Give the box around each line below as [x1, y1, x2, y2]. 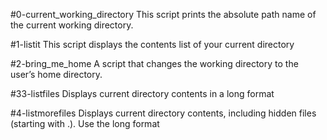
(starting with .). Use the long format [10, 118, 160, 129]
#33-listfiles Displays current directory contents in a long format [10, 88, 275, 99]
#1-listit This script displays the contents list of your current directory [10, 39, 295, 50]
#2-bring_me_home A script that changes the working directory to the [10, 58, 299, 69]
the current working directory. [10, 19, 134, 31]
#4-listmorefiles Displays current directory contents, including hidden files [10, 107, 317, 119]
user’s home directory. [10, 69, 103, 80]
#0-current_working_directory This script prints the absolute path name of [10, 9, 317, 20]
